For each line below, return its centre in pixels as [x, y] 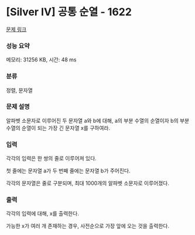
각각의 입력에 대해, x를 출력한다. [42, 213]
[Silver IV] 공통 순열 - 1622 [69, 12]
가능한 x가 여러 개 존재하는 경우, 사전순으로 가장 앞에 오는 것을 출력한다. [88, 226]
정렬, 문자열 [20, 90]
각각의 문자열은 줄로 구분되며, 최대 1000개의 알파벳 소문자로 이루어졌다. [88, 183]
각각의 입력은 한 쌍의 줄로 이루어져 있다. [51, 158]
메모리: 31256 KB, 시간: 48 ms [41, 60]
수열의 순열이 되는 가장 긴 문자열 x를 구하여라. [58, 128]
